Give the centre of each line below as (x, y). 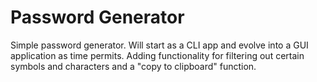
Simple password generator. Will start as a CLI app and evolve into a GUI (159, 45)
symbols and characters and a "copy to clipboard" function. (133, 66)
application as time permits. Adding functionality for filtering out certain (157, 55)
